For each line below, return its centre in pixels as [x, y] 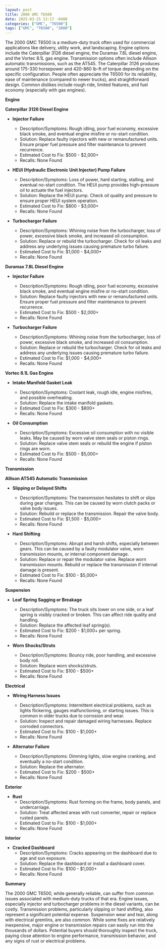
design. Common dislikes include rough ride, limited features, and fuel [77, 85]
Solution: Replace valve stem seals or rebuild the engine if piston [86, 443]
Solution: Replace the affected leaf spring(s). [65, 626]
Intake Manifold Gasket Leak [42, 383]
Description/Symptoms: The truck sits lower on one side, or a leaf [87, 610]
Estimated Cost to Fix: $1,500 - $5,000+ [60, 519]
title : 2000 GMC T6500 [28, 14]
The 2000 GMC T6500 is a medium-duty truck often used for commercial [80, 42]
